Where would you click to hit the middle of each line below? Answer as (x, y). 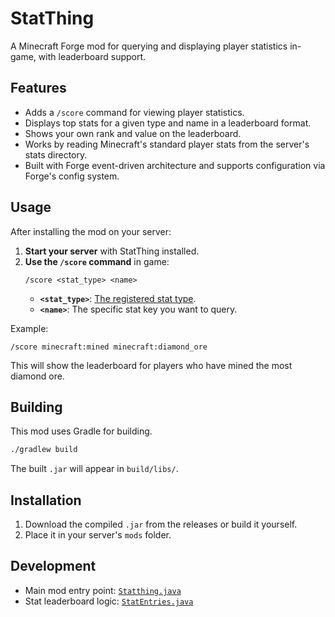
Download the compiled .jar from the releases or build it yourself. (161, 524)
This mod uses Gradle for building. (81, 431)
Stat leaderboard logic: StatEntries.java (109, 601)
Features (38, 88)
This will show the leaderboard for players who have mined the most (151, 365)
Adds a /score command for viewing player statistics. (134, 112)
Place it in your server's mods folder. (98, 535)
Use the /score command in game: (97, 261)
